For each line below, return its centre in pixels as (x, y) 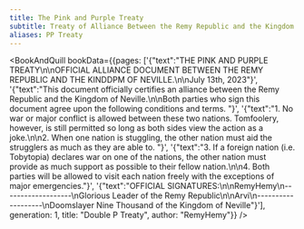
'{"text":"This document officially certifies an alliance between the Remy (144, 90)
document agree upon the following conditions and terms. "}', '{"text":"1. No (151, 109)
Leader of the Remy (149, 195)
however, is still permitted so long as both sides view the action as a (137, 128)
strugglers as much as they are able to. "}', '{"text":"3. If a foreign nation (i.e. (152, 147)
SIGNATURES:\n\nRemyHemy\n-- (230, 186)
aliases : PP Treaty (46, 35)
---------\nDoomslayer (52, 205)
